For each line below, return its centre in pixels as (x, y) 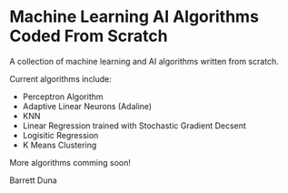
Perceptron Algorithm (63, 96)
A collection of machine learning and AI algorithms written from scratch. (144, 61)
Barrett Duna (33, 180)
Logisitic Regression (60, 135)
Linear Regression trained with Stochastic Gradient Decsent (134, 126)
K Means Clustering (60, 145)
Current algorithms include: (60, 78)
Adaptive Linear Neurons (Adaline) (87, 106)
